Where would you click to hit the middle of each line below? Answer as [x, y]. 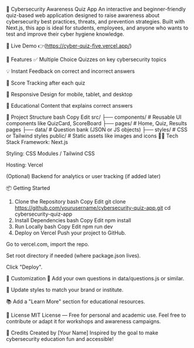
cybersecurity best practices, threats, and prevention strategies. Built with [96, 21]
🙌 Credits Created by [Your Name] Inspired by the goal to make [82, 333]
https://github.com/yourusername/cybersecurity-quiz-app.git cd [93, 208]
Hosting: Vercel [25, 165]
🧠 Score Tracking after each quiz [46, 83]
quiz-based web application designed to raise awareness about [83, 15]
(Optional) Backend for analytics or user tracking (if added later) [84, 176]
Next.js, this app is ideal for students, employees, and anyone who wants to [97, 28]
